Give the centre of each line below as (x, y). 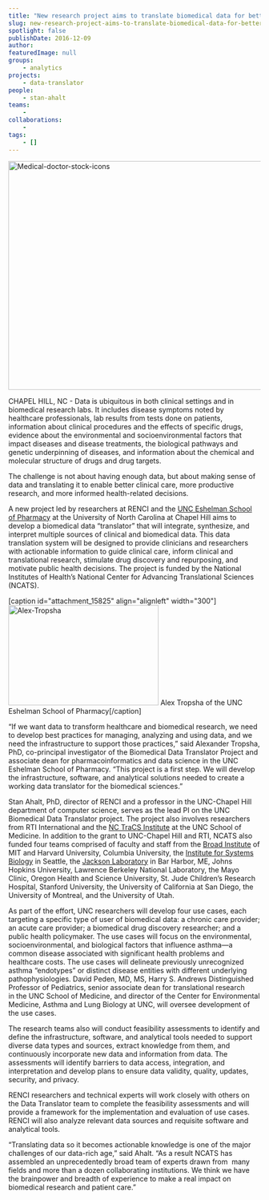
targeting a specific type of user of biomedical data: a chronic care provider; (134, 919)
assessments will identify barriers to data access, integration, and (117, 1062)
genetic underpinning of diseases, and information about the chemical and (131, 452)
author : (21, 46)
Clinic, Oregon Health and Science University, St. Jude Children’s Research (132, 878)
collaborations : (35, 120)
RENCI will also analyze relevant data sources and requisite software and (128, 1120)
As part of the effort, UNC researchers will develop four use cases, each (127, 911)
